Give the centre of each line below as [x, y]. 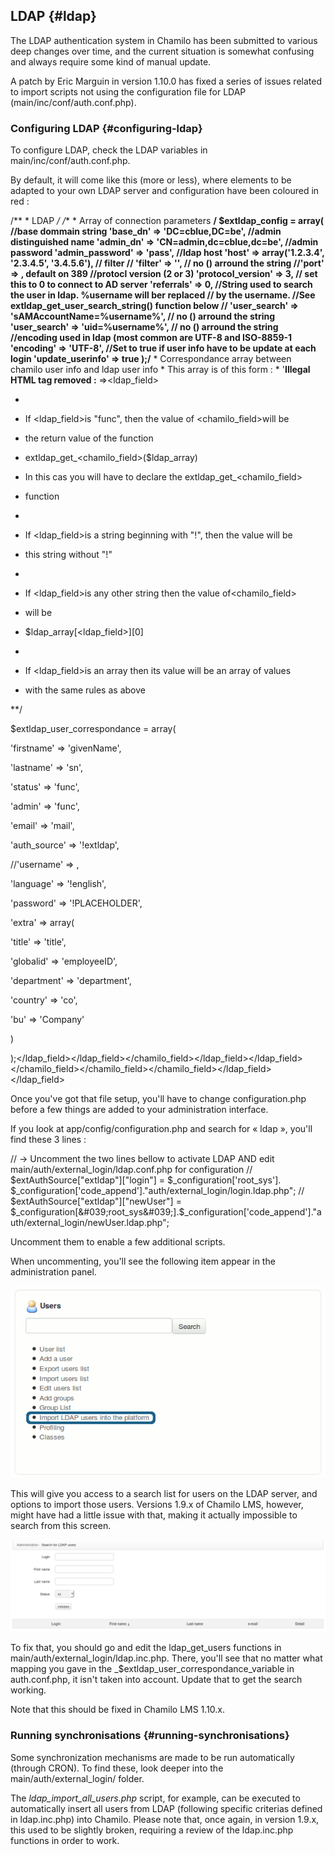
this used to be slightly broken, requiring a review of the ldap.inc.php [152, 1830]
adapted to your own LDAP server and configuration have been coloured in [165, 191]
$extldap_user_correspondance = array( [93, 729]
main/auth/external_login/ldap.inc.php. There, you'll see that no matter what [166, 1658]
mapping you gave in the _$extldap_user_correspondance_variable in [152, 1669]
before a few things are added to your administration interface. [139, 1110]
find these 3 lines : [48, 1140]
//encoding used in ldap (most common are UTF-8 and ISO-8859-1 [151, 338]
